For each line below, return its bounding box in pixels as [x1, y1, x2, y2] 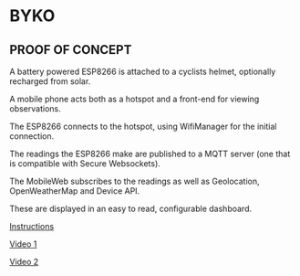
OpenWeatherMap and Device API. [9, 186, 140, 196]
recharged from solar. [9, 76, 91, 87]
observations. [9, 103, 61, 114]
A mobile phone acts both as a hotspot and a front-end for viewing [9, 93, 260, 104]
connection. [9, 131, 55, 142]
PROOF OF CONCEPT [9, 42, 132, 58]
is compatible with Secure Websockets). [9, 158, 161, 169]
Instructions [9, 221, 55, 231]
